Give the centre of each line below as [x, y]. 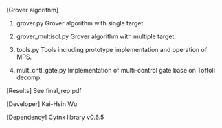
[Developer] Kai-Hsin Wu [42, 104]
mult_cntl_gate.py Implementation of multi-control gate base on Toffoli [116, 70]
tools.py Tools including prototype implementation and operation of [112, 50]
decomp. [29, 77]
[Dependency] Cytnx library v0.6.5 [55, 117]
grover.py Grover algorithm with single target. [81, 23]
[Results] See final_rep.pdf [44, 91]
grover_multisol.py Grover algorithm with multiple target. [96, 36]
